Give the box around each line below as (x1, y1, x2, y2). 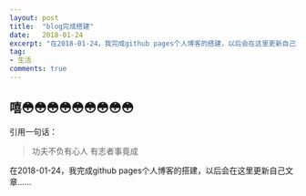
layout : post (9, 13, 59, 23)
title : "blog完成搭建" (9, 22, 94, 31)
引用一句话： (9, 126, 57, 137)
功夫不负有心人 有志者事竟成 (31, 145, 138, 156)
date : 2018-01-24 (9, 30, 84, 39)
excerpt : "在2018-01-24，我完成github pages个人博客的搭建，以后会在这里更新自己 (9, 38, 296, 48)
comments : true (9, 65, 67, 74)
